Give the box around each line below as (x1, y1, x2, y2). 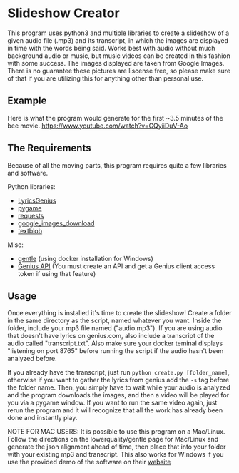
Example (7, 95, 47, 107)
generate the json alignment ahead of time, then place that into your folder (7, 442, 226, 451)
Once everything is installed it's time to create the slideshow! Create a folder (7, 309, 232, 317)
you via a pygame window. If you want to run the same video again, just (7, 398, 218, 407)
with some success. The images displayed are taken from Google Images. (7, 59, 225, 67)
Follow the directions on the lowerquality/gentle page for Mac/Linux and (7, 435, 219, 444)
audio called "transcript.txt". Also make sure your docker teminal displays (7, 339, 223, 347)
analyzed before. (7, 355, 57, 363)
